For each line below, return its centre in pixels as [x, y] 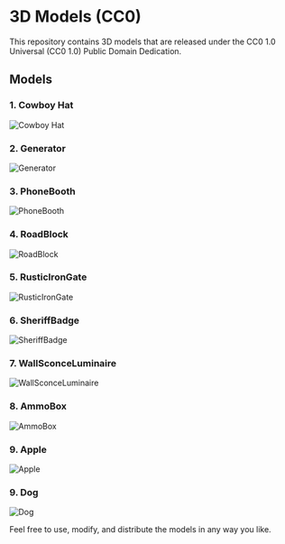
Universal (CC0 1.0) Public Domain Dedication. [96, 51]
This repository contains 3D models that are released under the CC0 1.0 [143, 41]
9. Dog [24, 492]
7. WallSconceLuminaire [63, 364]
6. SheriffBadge [44, 320]
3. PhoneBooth [42, 191]
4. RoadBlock [39, 235]
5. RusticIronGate [48, 277]
